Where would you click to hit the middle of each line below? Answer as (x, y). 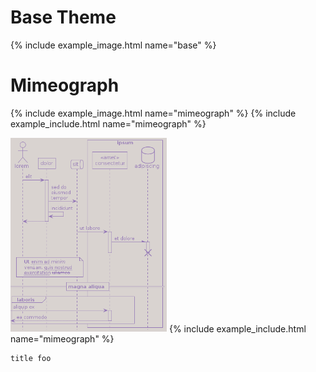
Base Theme (63, 17)
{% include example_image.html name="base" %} (113, 45)
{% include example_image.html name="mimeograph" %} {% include (153, 113)
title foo (31, 359)
